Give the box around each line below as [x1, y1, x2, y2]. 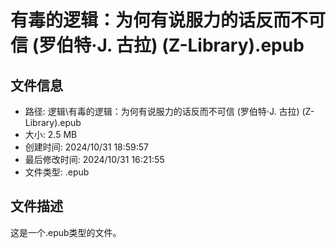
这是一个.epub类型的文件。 [10, 226, 122, 238]
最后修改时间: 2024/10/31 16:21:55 [24, 154, 165, 165]
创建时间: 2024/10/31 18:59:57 [24, 141, 150, 153]
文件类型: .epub [24, 166, 90, 178]
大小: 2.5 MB [24, 129, 78, 140]
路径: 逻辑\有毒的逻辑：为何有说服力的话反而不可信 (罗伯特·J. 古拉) [24, 106, 300, 117]
